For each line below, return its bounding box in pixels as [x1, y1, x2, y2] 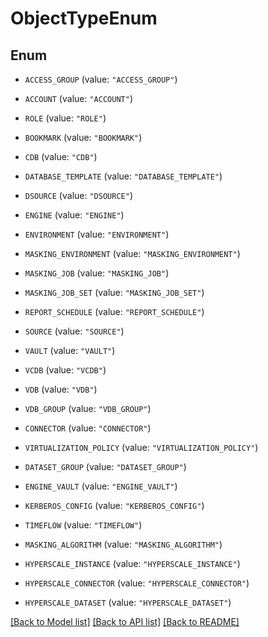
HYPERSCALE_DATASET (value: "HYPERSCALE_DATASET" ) [24, 597, 232, 608]
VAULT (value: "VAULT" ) [24, 345, 116, 356]
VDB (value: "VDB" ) [24, 383, 98, 395]
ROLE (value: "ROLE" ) [24, 112, 107, 124]
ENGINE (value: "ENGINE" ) [24, 209, 125, 221]
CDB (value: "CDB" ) [24, 151, 98, 162]
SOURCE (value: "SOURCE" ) [24, 325, 125, 337]
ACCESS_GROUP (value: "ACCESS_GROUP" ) [24, 73, 178, 85]
